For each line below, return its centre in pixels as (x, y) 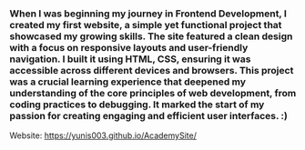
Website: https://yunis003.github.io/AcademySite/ (103, 135)
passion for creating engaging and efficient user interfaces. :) (149, 115)
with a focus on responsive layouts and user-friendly (129, 47)
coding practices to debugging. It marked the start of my (137, 105)
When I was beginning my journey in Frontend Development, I (148, 14)
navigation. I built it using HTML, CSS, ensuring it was (130, 59)
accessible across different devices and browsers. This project (152, 70)
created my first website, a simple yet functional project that (146, 25)
